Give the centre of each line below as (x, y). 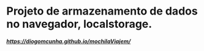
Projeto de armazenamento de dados (102, 11)
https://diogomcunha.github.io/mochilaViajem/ (69, 41)
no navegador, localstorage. (79, 24)
